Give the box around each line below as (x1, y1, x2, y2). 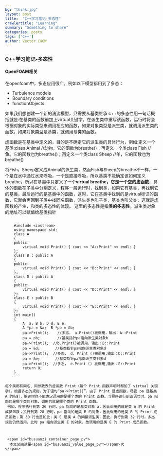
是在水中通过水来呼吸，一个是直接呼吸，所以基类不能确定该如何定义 (9, 173, 146, 178)
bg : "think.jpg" (5, 7, 38, 12)
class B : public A (14, 253, 54, 258)
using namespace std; (14, 227, 57, 232)
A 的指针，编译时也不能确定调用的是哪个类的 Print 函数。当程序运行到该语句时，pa (5, 394, 152, 399)
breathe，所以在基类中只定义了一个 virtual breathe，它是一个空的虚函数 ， (5, 178, 154, 185)
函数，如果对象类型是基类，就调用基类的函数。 (5, 128, 99, 134)
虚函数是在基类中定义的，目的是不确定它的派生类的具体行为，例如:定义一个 (5, 139, 156, 145)
